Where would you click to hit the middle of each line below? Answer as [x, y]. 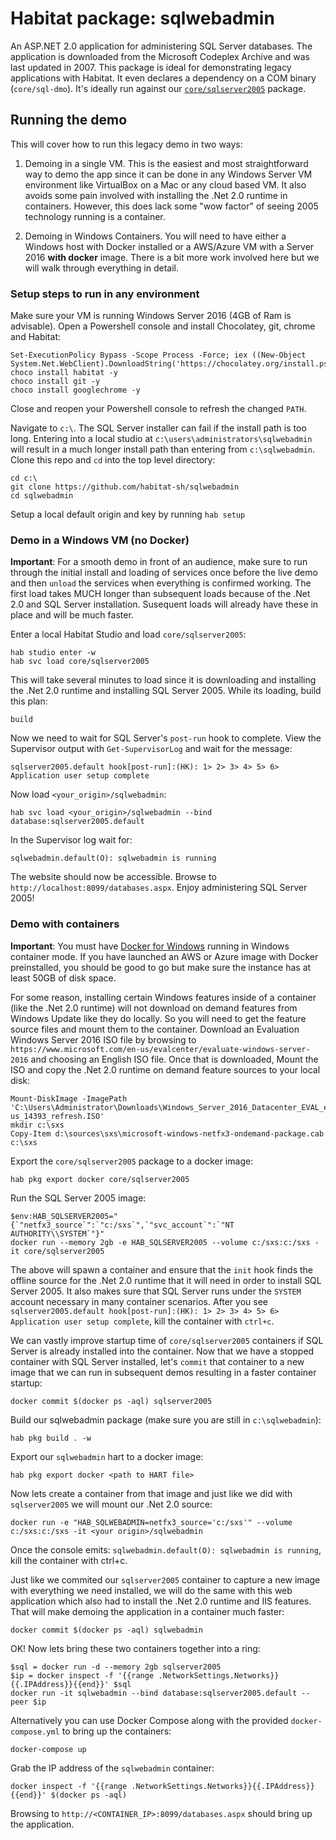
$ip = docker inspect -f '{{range [82, 1675]
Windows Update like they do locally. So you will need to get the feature [158, 1018]
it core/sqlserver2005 [57, 1251]
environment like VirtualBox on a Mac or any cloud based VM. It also [165, 184]
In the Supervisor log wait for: [71, 840]
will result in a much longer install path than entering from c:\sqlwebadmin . [163, 449]
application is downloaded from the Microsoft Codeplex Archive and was [160, 56]
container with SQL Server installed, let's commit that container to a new [157, 1361]
